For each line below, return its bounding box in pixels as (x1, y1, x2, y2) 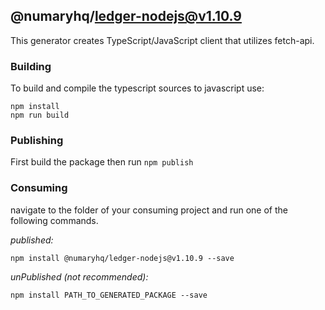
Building (10, 59, 52, 73)
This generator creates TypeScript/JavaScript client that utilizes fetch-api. (10, 34, 315, 46)
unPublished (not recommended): (10, 270, 149, 283)
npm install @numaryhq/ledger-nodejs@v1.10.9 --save (10, 253, 235, 263)
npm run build (10, 110, 70, 121)
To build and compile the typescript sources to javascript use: (10, 82, 265, 94)
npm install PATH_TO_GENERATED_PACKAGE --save (10, 290, 208, 300)
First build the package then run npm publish (10, 156, 194, 168)
